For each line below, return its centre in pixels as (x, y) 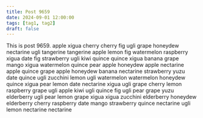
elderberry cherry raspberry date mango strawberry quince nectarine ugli (98, 104)
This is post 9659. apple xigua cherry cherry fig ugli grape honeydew (93, 46)
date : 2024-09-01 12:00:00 (40, 17)
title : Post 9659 (28, 12)
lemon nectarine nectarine (39, 110)
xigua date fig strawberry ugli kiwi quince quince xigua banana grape (93, 58)
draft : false (23, 29)
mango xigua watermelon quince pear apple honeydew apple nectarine (95, 65)
